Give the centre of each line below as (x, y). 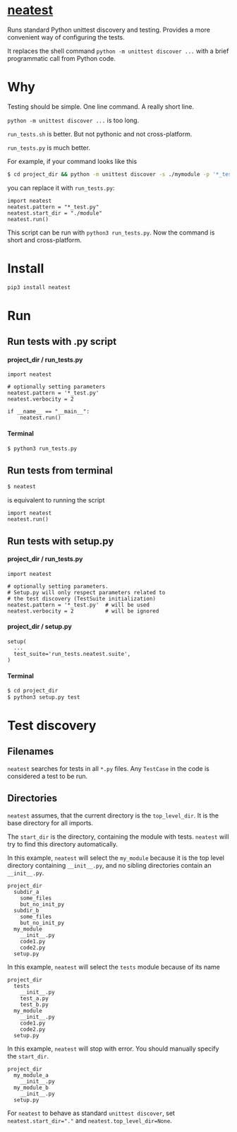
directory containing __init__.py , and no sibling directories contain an (109, 865)
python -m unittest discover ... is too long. (73, 120)
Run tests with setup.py (61, 541)
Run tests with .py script (62, 342)
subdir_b (26, 910)
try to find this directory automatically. (63, 844)
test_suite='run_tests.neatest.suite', (72, 654)
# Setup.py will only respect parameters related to (86, 592)
